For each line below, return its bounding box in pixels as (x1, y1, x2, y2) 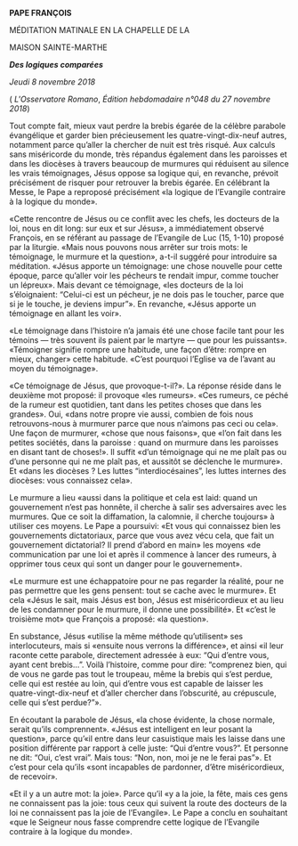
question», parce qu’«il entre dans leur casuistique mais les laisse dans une (9, 734, 286, 744)
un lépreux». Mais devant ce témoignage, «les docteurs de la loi (9, 280, 244, 290)
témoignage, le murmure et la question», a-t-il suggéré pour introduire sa (9, 251, 278, 262)
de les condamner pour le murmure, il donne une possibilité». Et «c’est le (9, 605, 276, 614)
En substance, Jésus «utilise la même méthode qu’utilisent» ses (9, 631, 243, 641)
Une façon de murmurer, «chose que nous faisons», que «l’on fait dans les (9, 427, 282, 438)
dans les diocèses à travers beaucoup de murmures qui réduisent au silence (9, 159, 289, 168)
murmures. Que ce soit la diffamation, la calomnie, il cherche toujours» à (9, 511, 275, 522)
